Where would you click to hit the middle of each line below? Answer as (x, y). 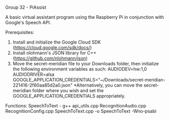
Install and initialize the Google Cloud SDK (56, 42)
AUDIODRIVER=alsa (33, 74)
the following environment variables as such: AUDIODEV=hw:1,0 (80, 69)
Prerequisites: (20, 32)
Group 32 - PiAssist (26, 7)
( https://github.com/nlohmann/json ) (50, 58)
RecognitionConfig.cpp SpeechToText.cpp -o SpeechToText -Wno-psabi (81, 111)
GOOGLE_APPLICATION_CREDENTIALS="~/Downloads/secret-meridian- (89, 80)
